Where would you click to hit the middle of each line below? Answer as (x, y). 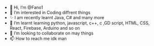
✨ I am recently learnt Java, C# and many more (57, 17)
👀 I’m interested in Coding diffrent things (50, 12)
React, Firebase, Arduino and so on (45, 28)
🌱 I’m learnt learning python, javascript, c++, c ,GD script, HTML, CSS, (80, 23)
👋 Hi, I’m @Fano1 (26, 7)
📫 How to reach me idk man (38, 39)
